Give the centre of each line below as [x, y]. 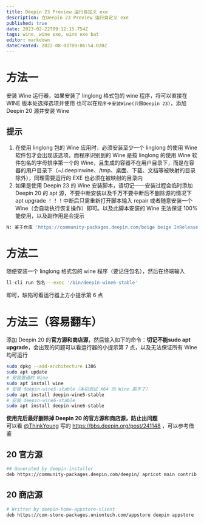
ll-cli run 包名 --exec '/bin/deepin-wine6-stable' [72, 283]
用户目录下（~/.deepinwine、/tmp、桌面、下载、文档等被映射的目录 [111, 170]
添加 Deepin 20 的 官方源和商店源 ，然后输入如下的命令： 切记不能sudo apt [99, 340]
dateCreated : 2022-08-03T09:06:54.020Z [57, 46]
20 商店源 [25, 495]
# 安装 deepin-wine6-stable [41, 400]
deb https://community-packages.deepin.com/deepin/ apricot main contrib [102, 474]
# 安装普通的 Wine [27, 378]
